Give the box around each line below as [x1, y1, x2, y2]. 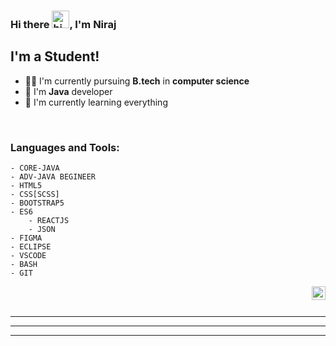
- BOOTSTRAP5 [10, 198, 65, 209]
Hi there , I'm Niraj [10, 17, 117, 31]
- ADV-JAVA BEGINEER [10, 172, 97, 182]
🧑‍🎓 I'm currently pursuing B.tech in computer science [24, 75, 250, 87]
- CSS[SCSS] [10, 190, 60, 200]
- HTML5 [10, 181, 43, 191]
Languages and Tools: [10, 140, 120, 154]
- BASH [10, 260, 38, 270]
